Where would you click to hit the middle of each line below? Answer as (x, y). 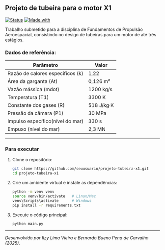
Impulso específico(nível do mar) (45, 121)
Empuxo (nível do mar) (34, 129)
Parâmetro (45, 65)
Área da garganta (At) (33, 81)
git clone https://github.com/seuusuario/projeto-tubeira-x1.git (80, 169)
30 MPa (97, 113)
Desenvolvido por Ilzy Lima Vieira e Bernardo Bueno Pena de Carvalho (77, 238)
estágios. (14, 40)
